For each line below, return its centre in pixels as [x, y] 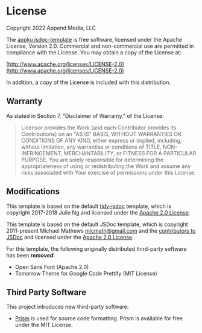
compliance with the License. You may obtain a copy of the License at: [94, 52]
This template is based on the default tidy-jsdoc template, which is [89, 206]
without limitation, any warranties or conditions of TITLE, [91, 147]
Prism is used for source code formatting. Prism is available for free [99, 318]
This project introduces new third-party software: [68, 307]
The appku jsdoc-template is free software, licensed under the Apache [94, 39]
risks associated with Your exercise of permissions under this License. [108, 172]
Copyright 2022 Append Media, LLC [51, 28]
